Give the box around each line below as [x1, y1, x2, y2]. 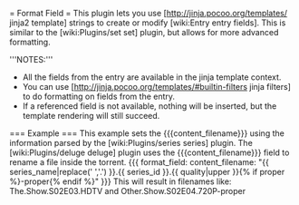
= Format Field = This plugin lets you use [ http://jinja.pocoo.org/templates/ [9, 8, 288, 18]
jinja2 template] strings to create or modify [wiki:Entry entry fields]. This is [9, 17, 286, 28]
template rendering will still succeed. [22, 111, 160, 121]
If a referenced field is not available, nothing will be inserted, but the [22, 101, 277, 112]
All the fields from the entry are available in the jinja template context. [22, 72, 282, 83]
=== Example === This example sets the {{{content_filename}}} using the [9, 128, 285, 139]
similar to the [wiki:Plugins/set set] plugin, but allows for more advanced [9, 27, 279, 37]
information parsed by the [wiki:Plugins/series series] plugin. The [9, 138, 254, 148]
